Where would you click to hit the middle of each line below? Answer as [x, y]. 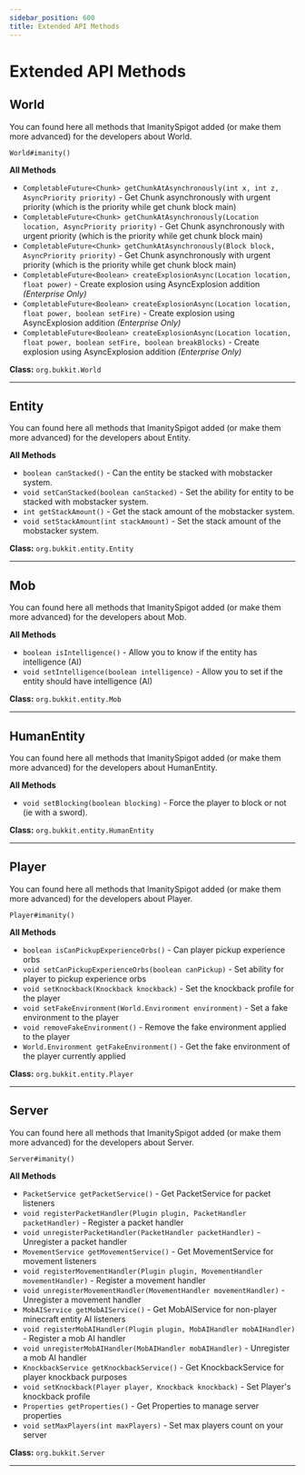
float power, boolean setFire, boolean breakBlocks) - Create [141, 342]
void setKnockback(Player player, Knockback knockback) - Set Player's [157, 1386]
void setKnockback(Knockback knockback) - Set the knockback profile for [158, 988]
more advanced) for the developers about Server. [102, 1142]
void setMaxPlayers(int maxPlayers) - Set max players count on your [153, 1425]
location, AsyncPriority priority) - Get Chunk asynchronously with [153, 226]
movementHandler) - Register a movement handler [114, 1280]
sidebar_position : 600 [52, 18]
